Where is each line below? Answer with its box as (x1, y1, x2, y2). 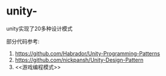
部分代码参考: (6, 37, 40, 45)
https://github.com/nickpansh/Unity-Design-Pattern (14, 56, 144, 63)
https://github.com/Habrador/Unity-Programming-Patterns (14, 49, 161, 57)
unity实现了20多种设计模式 (6, 25, 73, 32)
